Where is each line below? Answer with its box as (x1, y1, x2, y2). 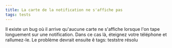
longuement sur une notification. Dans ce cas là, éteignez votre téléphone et (5, 31, 167, 37)
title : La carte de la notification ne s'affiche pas (5, 7, 123, 13)
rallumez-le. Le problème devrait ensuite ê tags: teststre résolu (5, 36, 138, 43)
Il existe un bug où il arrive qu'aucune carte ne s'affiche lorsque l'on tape (5, 26, 160, 32)
